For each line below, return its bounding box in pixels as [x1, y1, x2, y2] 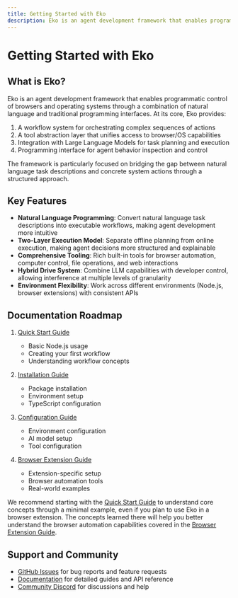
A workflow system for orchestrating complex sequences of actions [17, 123, 216, 132]
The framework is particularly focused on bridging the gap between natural [7, 159, 227, 168]
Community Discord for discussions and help [17, 582, 149, 591]
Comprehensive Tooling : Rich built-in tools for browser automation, [17, 251, 216, 260]
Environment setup [28, 392, 84, 401]
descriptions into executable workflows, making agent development [17, 221, 216, 230]
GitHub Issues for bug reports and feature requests [17, 567, 167, 575]
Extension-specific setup [28, 469, 101, 478]
